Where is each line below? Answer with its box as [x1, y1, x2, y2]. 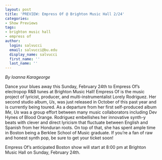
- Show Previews [5, 20, 38, 26]
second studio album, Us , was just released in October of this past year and [5, 99, 157, 105]
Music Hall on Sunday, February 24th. [5, 149, 81, 155]
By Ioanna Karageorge [5, 74, 50, 80]
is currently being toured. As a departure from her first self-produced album [5, 104, 157, 110]
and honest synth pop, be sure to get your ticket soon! [5, 135, 113, 141]
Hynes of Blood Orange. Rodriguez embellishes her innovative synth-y [5, 115, 146, 120]
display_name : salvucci [9, 52, 57, 57]
